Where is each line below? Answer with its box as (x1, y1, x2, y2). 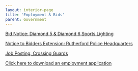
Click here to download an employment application (5, 60, 112, 66)
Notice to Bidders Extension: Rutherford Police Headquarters (5, 41, 133, 47)
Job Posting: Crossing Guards (5, 50, 68, 56)
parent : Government (5, 17, 47, 22)
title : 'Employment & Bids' (5, 12, 65, 17)
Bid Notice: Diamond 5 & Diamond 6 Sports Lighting (5, 31, 114, 37)
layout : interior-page (5, 7, 53, 13)
